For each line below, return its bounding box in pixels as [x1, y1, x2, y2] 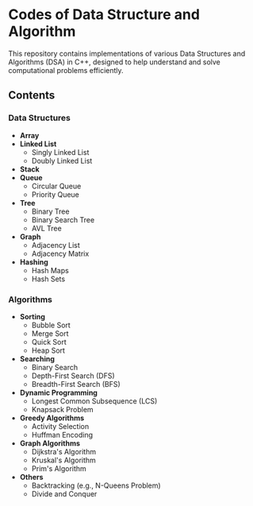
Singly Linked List [31, 147, 90, 156]
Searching [19, 353, 56, 363]
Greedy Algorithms [19, 413, 85, 423]
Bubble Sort [31, 320, 71, 330]
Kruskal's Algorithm [31, 455, 97, 465]
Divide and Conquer [31, 489, 98, 498]
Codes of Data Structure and [8, 6, 201, 24]
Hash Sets [31, 274, 66, 284]
